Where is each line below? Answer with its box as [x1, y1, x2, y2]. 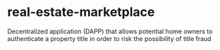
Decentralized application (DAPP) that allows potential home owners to [7, 27, 213, 35]
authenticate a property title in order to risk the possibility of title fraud [7, 34, 212, 42]
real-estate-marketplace [7, 4, 155, 20]
